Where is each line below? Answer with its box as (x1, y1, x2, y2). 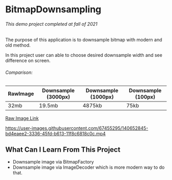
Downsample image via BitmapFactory (12, 159, 94, 165)
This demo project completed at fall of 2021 (5, 21, 98, 27)
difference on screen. (5, 57, 51, 64)
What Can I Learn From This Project (5, 145, 121, 154)
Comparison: (5, 69, 33, 75)
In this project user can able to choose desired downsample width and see (5, 52, 163, 58)
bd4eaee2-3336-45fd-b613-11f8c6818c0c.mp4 (5, 130, 106, 136)
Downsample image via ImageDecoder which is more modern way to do (12, 164, 165, 170)
